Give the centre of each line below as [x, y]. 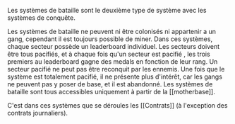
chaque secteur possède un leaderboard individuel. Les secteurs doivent [114, 46]
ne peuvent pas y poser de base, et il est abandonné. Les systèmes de [110, 84]
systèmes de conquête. [41, 18]
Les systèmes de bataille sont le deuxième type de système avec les [107, 10]
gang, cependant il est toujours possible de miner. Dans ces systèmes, [110, 39]
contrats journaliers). [38, 113]
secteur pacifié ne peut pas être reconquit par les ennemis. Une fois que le [116, 69]
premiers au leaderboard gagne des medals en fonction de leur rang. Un [113, 62]
